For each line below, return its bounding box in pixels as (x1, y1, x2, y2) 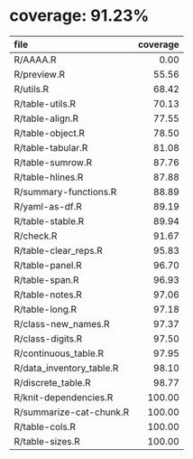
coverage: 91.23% (9, 5, 150, 26)
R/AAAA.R (14, 53, 57, 66)
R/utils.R (14, 82, 50, 95)
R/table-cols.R (14, 420, 77, 433)
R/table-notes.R (14, 288, 83, 301)
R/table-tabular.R (14, 141, 88, 154)
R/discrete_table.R (14, 376, 91, 389)
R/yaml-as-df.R (14, 200, 83, 212)
